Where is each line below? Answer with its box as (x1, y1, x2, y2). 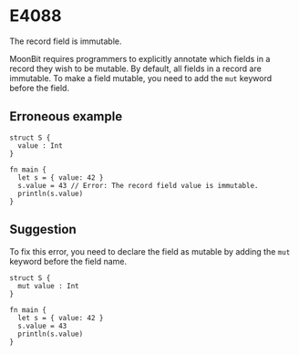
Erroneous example (9, 109, 123, 124)
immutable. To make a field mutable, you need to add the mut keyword (9, 72, 273, 83)
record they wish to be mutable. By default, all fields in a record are (9, 63, 262, 74)
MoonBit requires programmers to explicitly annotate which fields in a (9, 53, 271, 64)
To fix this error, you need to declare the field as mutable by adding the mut (9, 245, 291, 256)
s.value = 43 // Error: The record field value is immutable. (17, 181, 259, 190)
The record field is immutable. (9, 36, 122, 47)
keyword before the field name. (9, 256, 128, 266)
